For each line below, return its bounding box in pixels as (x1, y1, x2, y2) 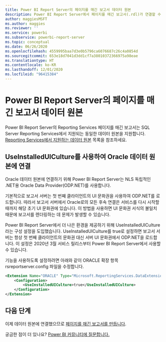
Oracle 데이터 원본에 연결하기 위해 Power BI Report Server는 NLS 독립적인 (5, 176, 151, 182)
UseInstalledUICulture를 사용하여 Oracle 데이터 (5, 153, 148, 161)
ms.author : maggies (5, 21, 45, 26)
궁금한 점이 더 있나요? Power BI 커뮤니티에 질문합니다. (5, 331, 110, 337)
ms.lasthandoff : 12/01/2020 (5, 67, 63, 72)
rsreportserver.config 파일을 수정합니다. (5, 263, 84, 269)
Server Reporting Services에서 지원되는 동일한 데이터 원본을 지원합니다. (5, 130, 146, 136)
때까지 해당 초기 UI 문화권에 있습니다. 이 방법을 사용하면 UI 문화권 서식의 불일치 (5, 205, 157, 211)
